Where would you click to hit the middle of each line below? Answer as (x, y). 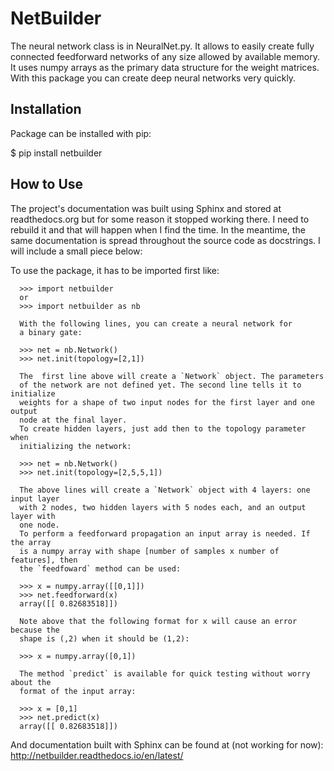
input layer (35, 498)
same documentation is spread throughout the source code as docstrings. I (165, 240)
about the (31, 682)
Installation (46, 109)
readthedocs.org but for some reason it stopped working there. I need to (160, 219)
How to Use (47, 184)
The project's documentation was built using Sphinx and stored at (146, 208)
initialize (33, 393)
